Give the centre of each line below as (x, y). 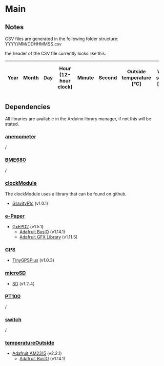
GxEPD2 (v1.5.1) (28, 226)
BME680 (16, 160)
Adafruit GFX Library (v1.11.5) (48, 237)
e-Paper (15, 216)
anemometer (21, 136)
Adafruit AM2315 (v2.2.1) (37, 353)
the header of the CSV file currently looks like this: (56, 53)
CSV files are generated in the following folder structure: (62, 39)
